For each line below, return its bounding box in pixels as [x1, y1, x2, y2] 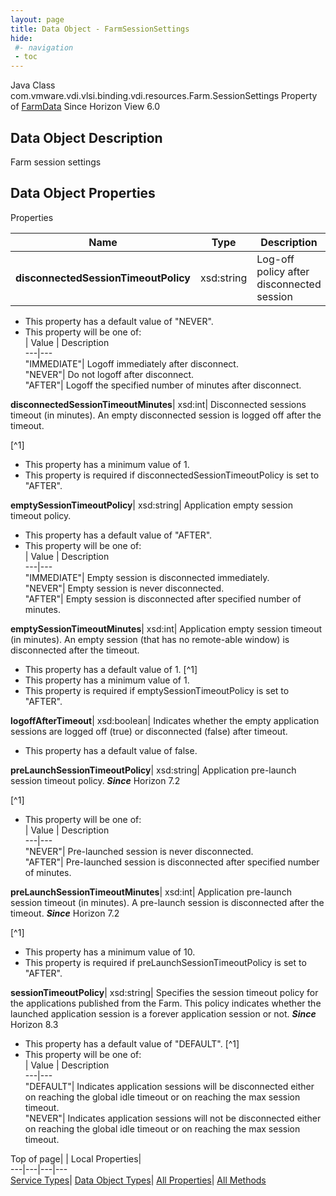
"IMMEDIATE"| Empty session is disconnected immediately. [24, 571, 270, 583]
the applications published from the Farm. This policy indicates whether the [10, 997, 322, 1009]
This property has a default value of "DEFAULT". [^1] [24, 1037, 240, 1050]
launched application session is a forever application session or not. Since [10, 1007, 317, 1020]
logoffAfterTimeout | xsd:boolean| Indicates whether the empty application [10, 714, 320, 726]
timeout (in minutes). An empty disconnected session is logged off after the [10, 409, 322, 421]
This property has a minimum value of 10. [24, 946, 196, 958]
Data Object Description [10, 129, 163, 146]
